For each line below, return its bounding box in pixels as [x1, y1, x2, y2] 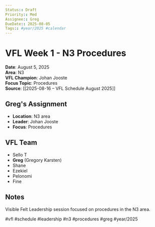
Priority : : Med [5, 12, 37, 17]
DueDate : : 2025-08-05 [5, 21, 51, 27]
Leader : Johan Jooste [12, 118, 59, 124]
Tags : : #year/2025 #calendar [5, 26, 66, 31]
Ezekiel [12, 167, 28, 173]
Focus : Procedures [12, 124, 52, 130]
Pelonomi [12, 173, 32, 179]
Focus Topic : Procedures [5, 80, 58, 86]
